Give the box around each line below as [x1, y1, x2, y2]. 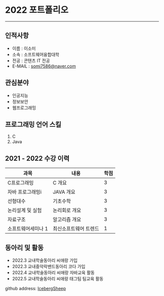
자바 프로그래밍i [7, 189, 42, 196]
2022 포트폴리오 [5, 4, 69, 16]
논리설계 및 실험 [7, 207, 42, 214]
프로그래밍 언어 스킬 [5, 120, 61, 129]
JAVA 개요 [53, 189, 76, 196]
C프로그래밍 [7, 180, 34, 186]
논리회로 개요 [53, 207, 82, 214]
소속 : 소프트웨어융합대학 [12, 51, 60, 57]
